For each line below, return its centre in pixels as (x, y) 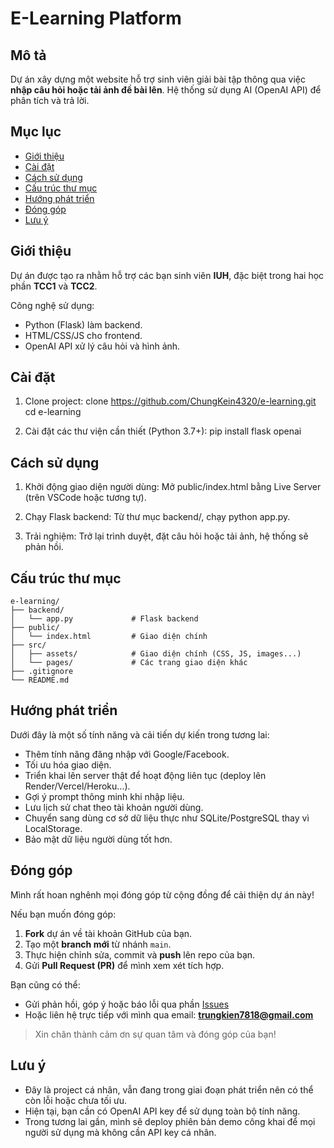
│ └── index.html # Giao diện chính (109, 637)
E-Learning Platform (96, 18)
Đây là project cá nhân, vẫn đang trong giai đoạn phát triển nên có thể (169, 1089)
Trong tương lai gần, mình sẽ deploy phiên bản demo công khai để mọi (170, 1121)
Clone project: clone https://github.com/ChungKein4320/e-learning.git (170, 401)
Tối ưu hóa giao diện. (68, 764)
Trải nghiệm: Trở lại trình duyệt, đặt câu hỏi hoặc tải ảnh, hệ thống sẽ (166, 536)
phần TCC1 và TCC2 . (54, 286)
